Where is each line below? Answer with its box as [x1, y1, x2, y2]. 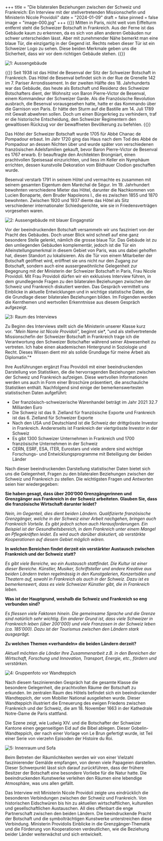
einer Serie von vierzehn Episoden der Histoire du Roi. [5, 736, 113, 741]
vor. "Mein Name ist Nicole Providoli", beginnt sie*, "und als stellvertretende [5, 329, 157, 334]
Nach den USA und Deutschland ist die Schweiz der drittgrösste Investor [12, 420, 158, 426]
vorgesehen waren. [5, 208, 44, 214]
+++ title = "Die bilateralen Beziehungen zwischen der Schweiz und [5, 4, 141, 10]
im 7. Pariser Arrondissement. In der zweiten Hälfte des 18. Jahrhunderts [5, 80, 150, 86]
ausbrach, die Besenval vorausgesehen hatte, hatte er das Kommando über [5, 101, 156, 106]
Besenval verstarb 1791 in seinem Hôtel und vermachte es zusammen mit [5, 177, 151, 182]
